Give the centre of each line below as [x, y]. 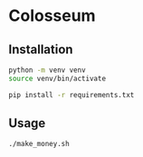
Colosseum [52, 16]
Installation [41, 49]
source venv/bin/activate [57, 78]
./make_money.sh [39, 144]
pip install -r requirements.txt [71, 95]
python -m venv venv [48, 70]
